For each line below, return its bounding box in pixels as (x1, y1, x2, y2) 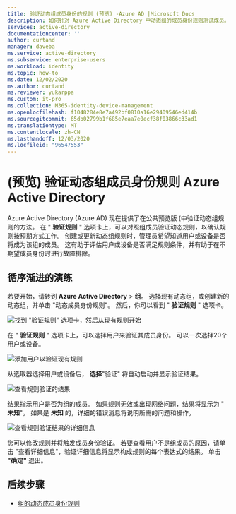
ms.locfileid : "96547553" (7, 142, 83, 149)
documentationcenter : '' (7, 30, 81, 37)
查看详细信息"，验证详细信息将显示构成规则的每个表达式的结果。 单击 (18, 447, 221, 455)
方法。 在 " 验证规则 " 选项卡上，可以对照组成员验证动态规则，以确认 (19, 223, 220, 232)
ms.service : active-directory (7, 50, 97, 57)
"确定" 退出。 (7, 456, 47, 465)
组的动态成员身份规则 (17, 498, 80, 507)
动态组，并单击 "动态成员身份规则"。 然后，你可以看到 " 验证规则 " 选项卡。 (7, 301, 228, 309)
